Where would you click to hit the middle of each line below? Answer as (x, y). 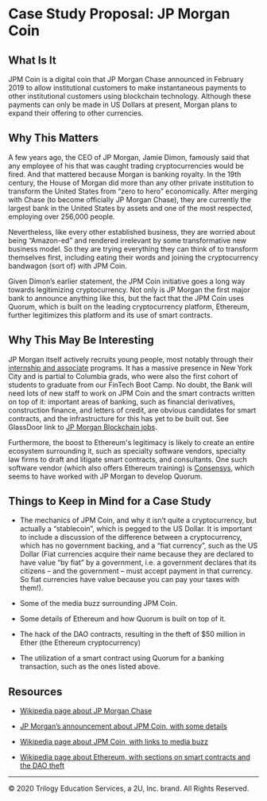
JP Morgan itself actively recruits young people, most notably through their (131, 359)
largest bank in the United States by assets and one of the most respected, (131, 208)
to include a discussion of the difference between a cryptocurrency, (131, 537)
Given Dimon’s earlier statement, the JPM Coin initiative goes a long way (127, 281)
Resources (35, 692)
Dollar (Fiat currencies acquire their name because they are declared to (137, 554)
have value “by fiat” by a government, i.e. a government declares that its (138, 563)
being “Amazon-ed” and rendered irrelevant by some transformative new (128, 240)
